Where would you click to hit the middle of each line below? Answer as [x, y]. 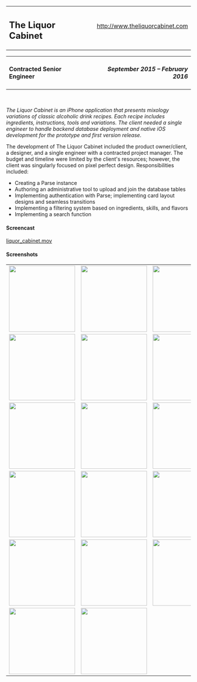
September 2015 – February [148, 69]
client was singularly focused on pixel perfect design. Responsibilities [90, 165]
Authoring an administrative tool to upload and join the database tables [100, 189]
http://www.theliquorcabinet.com [142, 26]
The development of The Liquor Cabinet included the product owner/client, [97, 147]
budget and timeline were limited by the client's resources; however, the [93, 159]
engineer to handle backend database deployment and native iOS [86, 129]
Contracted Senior [35, 69]
